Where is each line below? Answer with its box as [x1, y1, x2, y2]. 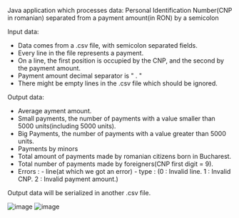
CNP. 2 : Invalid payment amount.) [17, 175, 119, 183]
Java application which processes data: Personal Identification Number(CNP [7, 6, 233, 14]
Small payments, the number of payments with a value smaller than [17, 114, 215, 123]
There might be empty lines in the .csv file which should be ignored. [17, 79, 218, 88]
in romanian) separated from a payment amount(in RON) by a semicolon [7, 14, 219, 22]
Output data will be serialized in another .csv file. [7, 189, 151, 197]
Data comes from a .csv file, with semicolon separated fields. [17, 41, 198, 49]
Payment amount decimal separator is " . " [17, 71, 143, 80]
